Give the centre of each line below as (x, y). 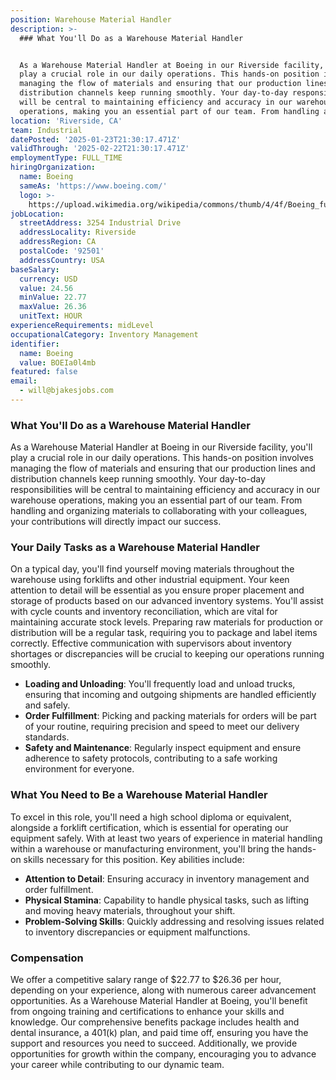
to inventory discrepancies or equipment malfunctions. (137, 932)
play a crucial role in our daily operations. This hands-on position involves (162, 458)
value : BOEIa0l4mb (58, 362)
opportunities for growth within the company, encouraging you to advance (163, 1054)
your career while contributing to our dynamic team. (117, 1065)
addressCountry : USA (62, 260)
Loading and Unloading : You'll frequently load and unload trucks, (160, 684)
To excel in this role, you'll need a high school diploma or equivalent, (151, 817)
